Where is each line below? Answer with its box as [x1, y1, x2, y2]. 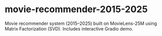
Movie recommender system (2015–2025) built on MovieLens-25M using [5, 20, 157, 26]
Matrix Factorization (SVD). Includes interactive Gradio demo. [5, 25, 134, 31]
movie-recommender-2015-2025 [5, 4, 148, 15]
